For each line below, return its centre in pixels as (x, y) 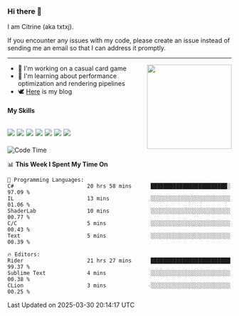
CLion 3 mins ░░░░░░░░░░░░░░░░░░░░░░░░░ (119, 285)
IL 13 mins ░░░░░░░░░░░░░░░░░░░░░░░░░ (119, 198)
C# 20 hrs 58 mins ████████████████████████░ (119, 186)
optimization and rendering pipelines (71, 84)
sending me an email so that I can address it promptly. (86, 48)
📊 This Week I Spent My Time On (58, 164)
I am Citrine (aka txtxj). (41, 27)
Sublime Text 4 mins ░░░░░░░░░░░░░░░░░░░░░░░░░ (119, 273)
